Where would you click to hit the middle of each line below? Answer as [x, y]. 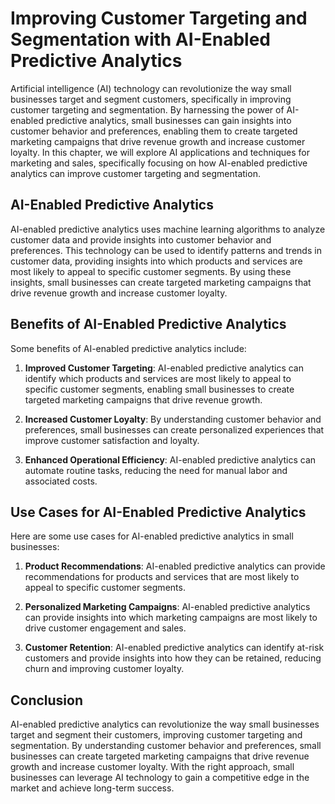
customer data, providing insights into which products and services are [156, 261]
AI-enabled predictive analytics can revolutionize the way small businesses [165, 724]
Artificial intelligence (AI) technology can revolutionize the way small [151, 88]
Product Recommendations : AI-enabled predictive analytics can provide [175, 566]
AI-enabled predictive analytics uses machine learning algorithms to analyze [168, 229]
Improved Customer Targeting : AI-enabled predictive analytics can [164, 368]
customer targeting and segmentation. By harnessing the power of [147, 109]
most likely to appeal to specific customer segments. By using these [151, 271]
